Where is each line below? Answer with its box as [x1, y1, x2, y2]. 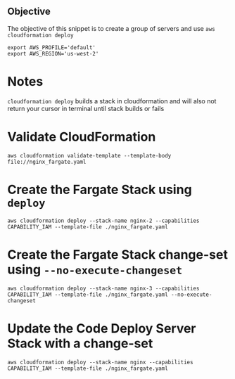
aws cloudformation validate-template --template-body [7, 152, 172, 159]
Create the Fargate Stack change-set [7, 246, 229, 262]
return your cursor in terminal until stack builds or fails [7, 104, 165, 113]
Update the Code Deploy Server [7, 320, 196, 336]
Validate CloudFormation [7, 129, 156, 145]
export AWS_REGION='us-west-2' [7, 50, 99, 57]
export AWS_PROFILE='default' [7, 44, 96, 51]
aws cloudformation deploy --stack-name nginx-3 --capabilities [7, 285, 200, 292]
